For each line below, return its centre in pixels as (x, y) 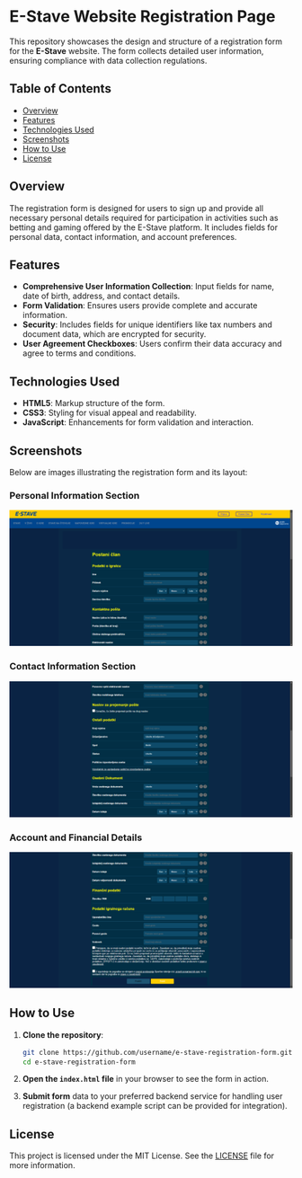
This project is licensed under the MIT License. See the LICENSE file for (142, 1156)
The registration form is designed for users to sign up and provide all (136, 208)
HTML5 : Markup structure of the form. (93, 403)
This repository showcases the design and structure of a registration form (146, 41)
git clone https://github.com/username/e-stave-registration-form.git (157, 1052)
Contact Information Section (73, 667)
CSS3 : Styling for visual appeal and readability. (109, 413)
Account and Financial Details (76, 837)
